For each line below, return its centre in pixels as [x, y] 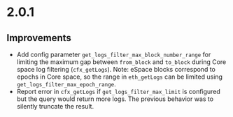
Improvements [39, 38]
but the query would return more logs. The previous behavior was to [115, 99]
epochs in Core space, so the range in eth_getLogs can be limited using [120, 77]
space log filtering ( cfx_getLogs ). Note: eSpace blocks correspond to [116, 69]
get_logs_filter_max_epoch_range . [66, 84]
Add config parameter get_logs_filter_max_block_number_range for [114, 54]
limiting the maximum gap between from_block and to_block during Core [121, 62]
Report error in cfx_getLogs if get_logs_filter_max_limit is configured [119, 92]
